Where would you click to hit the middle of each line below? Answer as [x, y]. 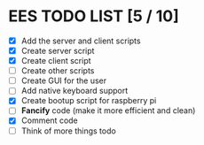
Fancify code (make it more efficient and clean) [108, 111]
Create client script [56, 61]
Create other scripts [58, 71]
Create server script [58, 51]
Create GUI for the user [64, 80]
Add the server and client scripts [81, 41]
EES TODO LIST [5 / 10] [94, 16]
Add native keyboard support [75, 91]
